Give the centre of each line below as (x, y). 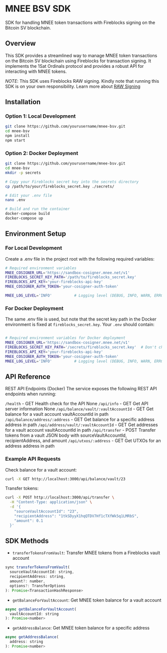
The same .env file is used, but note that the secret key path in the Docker (81, 319)
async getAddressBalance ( (32, 637)
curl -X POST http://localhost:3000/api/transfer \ (60, 497)
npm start (15, 141)
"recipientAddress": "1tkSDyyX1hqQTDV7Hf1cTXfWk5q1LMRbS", (77, 516)
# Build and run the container (38, 209)
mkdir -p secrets (23, 172)
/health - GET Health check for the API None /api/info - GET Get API (77, 404)
